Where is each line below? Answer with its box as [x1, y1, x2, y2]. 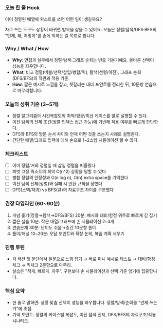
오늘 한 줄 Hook [5, 4, 40, 11]
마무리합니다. [17, 87, 42, 93]
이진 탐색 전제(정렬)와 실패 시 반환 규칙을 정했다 [12, 181, 103, 187]
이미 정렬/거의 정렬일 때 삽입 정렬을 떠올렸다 [12, 162, 96, 169]
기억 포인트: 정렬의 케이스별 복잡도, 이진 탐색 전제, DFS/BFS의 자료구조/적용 [12, 312, 156, 318]
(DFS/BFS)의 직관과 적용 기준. [12, 75, 70, 81]
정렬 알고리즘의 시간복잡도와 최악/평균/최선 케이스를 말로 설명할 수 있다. [12, 113, 148, 118]
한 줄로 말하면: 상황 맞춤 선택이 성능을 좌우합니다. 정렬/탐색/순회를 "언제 [12, 300, 148, 306]
